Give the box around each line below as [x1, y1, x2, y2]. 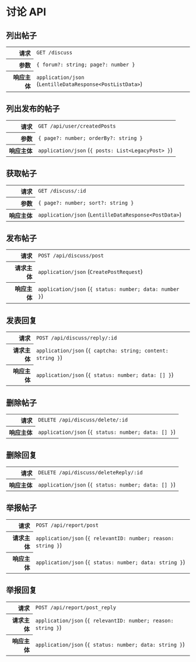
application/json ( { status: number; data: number [37, 285, 180, 293]
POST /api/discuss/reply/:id [36, 334, 117, 341]
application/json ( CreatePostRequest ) [37, 267, 143, 276]
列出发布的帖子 [6, 104, 60, 114]
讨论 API [6, 5, 47, 19]
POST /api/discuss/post [37, 252, 104, 259]
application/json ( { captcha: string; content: [36, 347, 169, 355]
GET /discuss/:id [38, 187, 86, 194]
